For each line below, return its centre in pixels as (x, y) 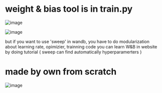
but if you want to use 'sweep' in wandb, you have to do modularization (77, 41)
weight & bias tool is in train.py (69, 9)
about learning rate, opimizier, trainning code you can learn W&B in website (81, 46)
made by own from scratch (61, 72)
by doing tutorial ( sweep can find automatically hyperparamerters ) (73, 52)
